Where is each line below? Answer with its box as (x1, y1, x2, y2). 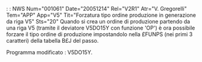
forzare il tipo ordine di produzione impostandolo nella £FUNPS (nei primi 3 (6, 31, 193, 38)
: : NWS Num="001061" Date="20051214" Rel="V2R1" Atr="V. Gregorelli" (6, 5, 187, 12)
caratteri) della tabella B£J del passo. (6, 37, 99, 44)
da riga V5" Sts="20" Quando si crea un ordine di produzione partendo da (6, 18, 191, 25)
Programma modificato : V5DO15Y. (6, 49, 93, 56)
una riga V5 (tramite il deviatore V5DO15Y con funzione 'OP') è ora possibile (6, 24, 195, 31)
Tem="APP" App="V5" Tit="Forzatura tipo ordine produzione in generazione (6, 11, 196, 19)
